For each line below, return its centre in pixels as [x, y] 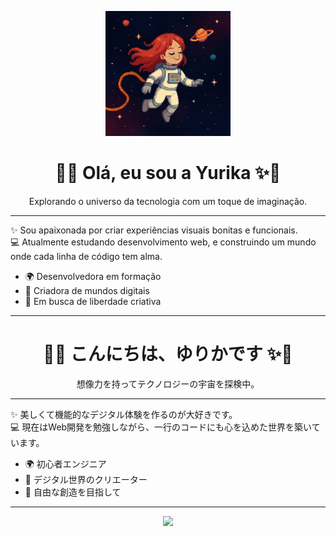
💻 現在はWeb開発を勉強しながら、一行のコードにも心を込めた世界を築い [161, 427]
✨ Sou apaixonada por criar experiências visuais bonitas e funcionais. [154, 230]
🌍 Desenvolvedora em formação [93, 276]
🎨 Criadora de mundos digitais [87, 290]
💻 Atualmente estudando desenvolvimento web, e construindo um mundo [163, 242]
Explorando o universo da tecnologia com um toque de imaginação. [168, 201]
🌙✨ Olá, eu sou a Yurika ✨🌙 [168, 173]
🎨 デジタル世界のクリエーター [86, 479]
